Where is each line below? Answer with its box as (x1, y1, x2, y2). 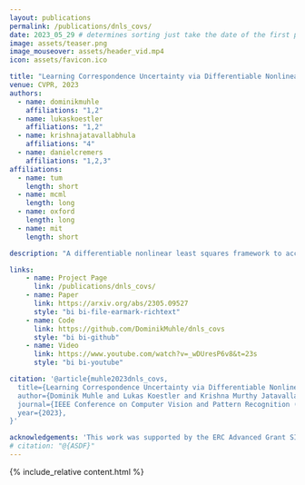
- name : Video (25, 341, 79, 351)
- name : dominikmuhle (17, 97, 100, 106)
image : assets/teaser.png (9, 38, 107, 48)
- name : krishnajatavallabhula (17, 131, 136, 141)
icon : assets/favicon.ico (9, 55, 107, 64)
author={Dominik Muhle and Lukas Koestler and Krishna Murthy (17, 391, 258, 401)
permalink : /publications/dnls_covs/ (9, 22, 152, 31)
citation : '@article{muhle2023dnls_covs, (9, 374, 169, 383)
